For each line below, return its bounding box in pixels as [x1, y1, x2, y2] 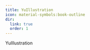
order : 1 [10, 26, 28, 31]
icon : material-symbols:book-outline [5, 12, 85, 17]
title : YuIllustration [5, 7, 53, 13]
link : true [10, 21, 33, 27]
